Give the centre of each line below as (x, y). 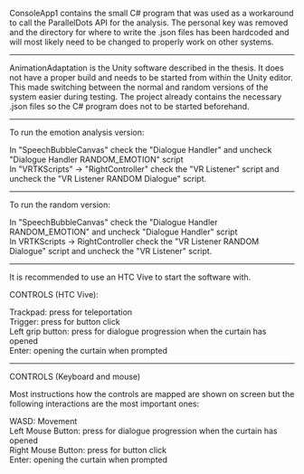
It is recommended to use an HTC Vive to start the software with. (130, 277)
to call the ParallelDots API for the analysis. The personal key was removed (149, 23)
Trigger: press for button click (65, 322)
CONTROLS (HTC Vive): (54, 294)
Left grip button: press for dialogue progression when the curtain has (138, 331)
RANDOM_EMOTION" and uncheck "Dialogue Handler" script (123, 232)
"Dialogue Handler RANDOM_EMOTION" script (96, 159)
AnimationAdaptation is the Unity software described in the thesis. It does (147, 68)
